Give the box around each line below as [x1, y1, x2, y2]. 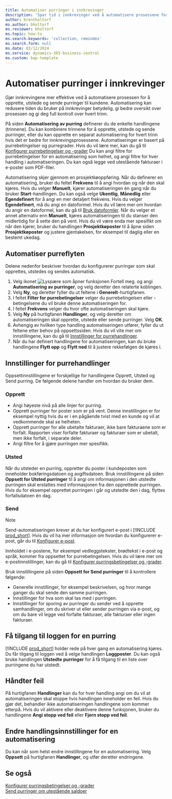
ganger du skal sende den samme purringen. [12, 589, 108, 596]
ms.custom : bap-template [5, 55, 58, 61]
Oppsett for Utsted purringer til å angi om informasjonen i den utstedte [5, 476, 156, 482]
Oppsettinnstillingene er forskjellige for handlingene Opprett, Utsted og [5, 372, 155, 378]
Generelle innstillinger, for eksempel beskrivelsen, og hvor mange [12, 584, 151, 590]
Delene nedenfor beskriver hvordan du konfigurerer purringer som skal [5, 263, 155, 269]
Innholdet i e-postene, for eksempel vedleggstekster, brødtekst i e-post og [5, 548, 163, 554]
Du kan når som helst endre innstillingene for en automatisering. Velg [5, 749, 151, 755]
